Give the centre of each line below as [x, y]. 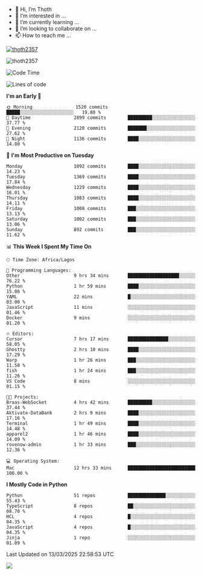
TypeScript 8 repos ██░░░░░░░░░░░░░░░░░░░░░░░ [101, 506]
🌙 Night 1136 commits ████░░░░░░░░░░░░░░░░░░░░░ [101, 139]
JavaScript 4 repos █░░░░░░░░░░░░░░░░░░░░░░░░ [101, 527]
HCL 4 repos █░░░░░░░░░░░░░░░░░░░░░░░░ [101, 516]
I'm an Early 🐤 [24, 96]
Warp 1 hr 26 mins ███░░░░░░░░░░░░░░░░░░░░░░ [101, 360]
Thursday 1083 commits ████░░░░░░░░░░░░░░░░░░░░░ [101, 198]
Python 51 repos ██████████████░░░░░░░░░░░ [101, 495]
